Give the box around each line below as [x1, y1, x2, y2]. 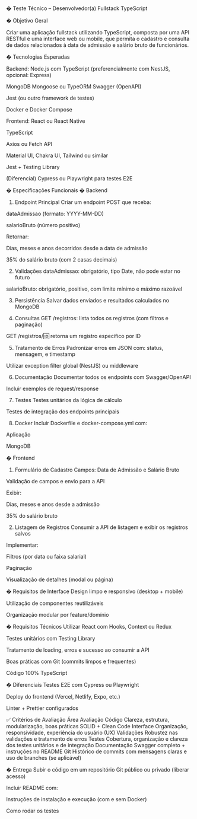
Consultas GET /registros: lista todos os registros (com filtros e [14, 315, 169, 321]
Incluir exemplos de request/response [6, 385, 99, 392]
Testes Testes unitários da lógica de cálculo [14, 397, 122, 403]
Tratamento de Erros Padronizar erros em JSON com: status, [14, 345, 164, 351]
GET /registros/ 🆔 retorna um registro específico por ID [6, 333, 141, 339]
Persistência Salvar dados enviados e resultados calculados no [14, 297, 170, 304]
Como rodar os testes [6, 807, 59, 814]
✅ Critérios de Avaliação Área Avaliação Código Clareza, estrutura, [6, 716, 170, 723]
